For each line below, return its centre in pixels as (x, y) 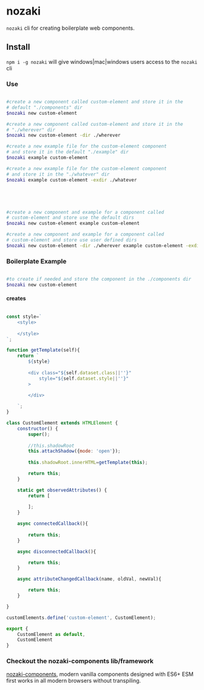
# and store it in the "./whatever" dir (58, 174)
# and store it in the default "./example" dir (68, 152)
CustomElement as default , (51, 634)
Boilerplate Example (36, 261)
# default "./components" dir (45, 108)
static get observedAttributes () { (62, 490)
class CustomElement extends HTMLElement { (62, 423)
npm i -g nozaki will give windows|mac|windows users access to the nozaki (102, 61)
